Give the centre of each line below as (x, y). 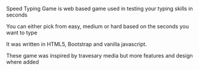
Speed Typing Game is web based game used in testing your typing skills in (99, 9)
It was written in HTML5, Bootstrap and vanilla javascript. (76, 44)
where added (22, 62)
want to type (22, 33)
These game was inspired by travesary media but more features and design (99, 55)
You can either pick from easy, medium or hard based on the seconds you (97, 26)
